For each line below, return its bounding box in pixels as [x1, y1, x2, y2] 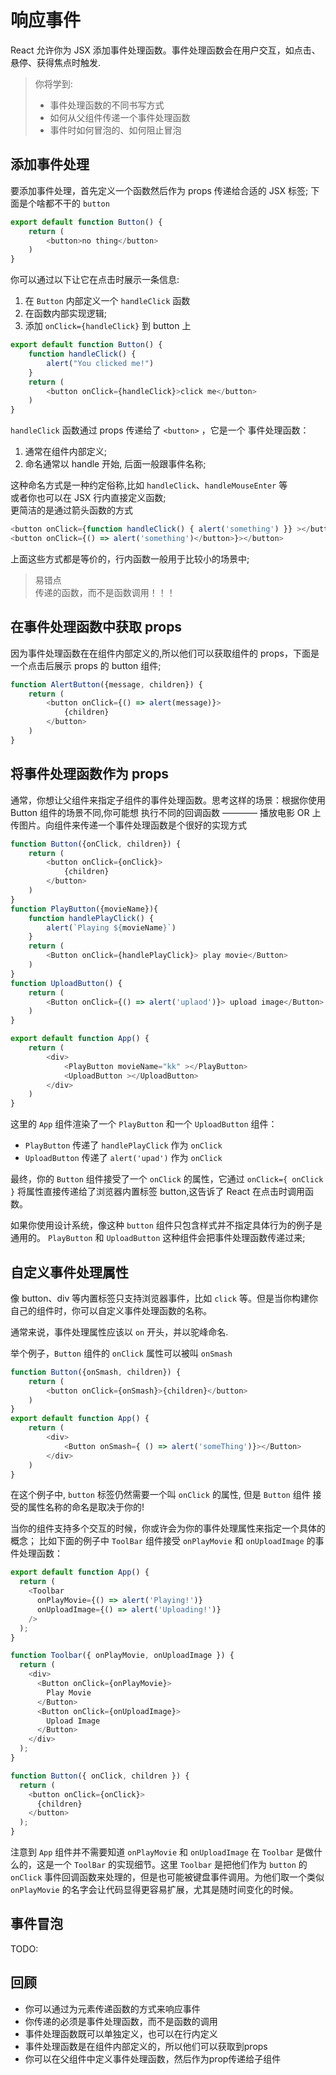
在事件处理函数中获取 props [10, 619, 183, 636]
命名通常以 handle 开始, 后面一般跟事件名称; [24, 458, 207, 470]
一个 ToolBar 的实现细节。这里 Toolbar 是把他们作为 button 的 [53, 1859, 308, 1871]
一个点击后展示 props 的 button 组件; [10, 659, 162, 671]
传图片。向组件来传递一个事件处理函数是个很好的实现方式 [10, 819, 247, 831]
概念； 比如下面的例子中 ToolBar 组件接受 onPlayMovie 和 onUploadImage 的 [10, 1535, 316, 1547]
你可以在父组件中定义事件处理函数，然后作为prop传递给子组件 [24, 2052, 282, 2065]
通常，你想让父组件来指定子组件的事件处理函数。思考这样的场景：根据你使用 [10, 794, 326, 806]
